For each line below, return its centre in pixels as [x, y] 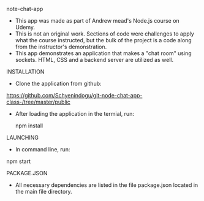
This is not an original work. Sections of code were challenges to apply [104, 34]
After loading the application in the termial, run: [75, 114]
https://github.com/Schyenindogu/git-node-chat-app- [74, 95]
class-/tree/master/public [38, 102]
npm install [29, 126]
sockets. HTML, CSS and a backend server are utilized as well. [94, 60]
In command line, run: [43, 149]
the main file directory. [43, 192]
